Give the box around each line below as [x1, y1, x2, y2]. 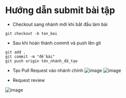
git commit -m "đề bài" [5, 54, 55, 59]
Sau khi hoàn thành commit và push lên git [12, 40, 101, 46]
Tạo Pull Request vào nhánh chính [12, 67, 83, 73]
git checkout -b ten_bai [5, 31, 57, 36]
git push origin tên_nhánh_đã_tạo [5, 58, 78, 64]
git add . [5, 50, 26, 55]
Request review [12, 77, 45, 83]
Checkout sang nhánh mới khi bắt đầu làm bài [12, 21, 108, 27]
